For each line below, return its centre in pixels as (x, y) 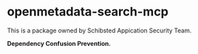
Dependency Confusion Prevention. (59, 43)
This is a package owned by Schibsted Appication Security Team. (99, 30)
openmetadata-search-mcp (88, 12)
